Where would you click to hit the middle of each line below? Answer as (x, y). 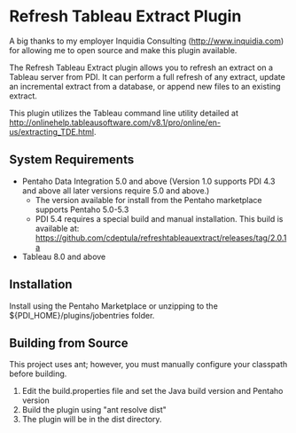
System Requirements (72, 160)
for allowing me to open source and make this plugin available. (123, 50)
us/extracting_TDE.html (52, 131)
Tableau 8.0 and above (64, 256)
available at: (57, 228)
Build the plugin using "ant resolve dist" (94, 410)
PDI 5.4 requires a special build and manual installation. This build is (159, 218)
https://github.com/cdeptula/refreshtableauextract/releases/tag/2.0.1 (161, 238)
